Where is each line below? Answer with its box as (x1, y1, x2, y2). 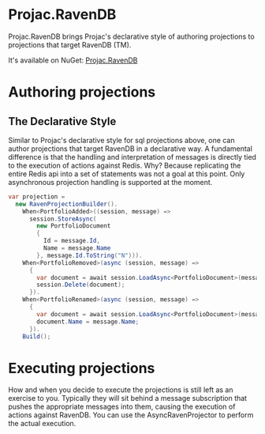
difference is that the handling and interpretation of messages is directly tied (8, 152, 256, 161)
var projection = (8, 192, 65, 201)
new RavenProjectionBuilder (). (15, 200, 118, 208)
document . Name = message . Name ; (36, 318, 140, 326)
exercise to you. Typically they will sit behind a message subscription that (8, 394, 247, 403)
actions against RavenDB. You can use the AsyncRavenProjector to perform (8, 410, 254, 420)
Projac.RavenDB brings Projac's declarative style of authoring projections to (8, 32, 255, 41)
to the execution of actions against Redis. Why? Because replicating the (8, 160, 241, 170)
